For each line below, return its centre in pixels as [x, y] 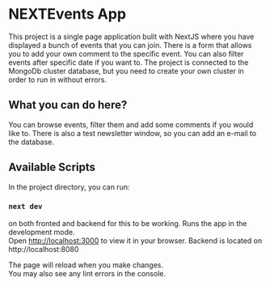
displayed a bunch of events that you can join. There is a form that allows [130, 45]
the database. [32, 142]
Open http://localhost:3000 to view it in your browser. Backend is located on [135, 241]
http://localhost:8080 [44, 249]
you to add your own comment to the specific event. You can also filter [126, 53]
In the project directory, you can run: [69, 186]
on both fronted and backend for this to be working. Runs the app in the [128, 223]
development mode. [42, 232]
